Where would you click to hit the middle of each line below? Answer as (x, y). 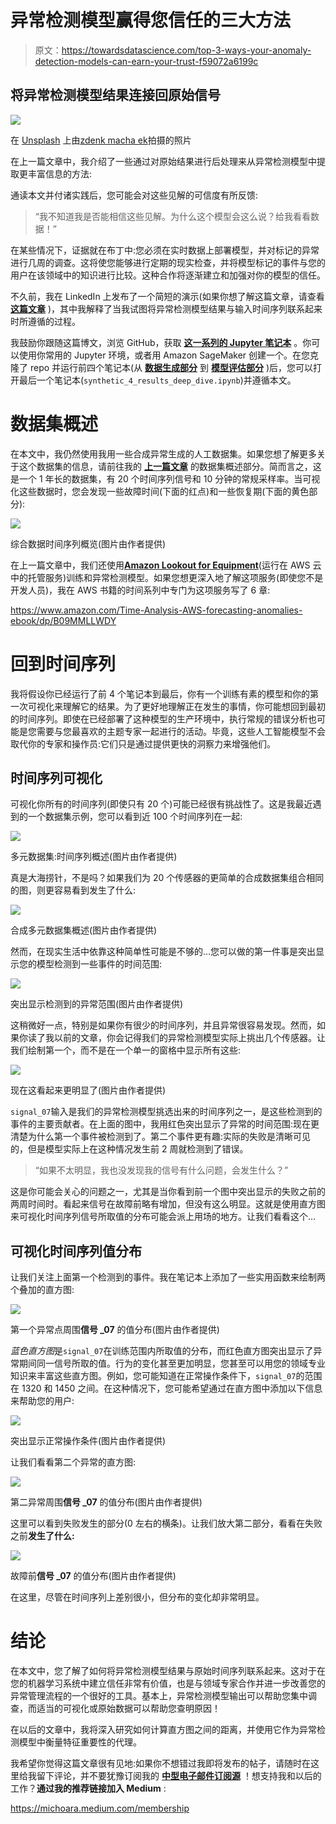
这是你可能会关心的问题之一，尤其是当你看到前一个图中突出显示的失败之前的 (168, 1192)
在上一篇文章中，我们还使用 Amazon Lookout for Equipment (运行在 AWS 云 (166, 565)
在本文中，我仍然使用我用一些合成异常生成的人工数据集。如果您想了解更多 (163, 453)
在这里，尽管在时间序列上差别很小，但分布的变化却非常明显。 (137, 1597)
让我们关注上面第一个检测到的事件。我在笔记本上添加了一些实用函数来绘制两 (168, 1277)
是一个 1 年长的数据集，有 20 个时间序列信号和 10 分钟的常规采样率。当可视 (165, 478)
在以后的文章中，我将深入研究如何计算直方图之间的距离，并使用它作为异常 (163, 1730)
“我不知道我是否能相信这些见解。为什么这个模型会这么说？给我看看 (172, 216)
